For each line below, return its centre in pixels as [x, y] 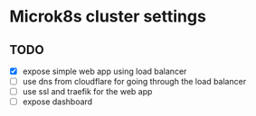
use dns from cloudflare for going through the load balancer [134, 82]
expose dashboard [57, 102]
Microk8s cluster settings [108, 17]
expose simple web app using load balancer [104, 71]
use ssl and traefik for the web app [87, 92]
